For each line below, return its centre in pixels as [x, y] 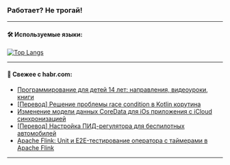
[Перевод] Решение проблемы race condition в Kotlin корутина [109, 104]
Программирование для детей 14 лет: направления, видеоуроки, [113, 89]
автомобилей [37, 133]
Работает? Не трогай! [45, 10]
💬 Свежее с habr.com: [40, 75]
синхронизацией [41, 118]
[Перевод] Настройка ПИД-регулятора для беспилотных [101, 126]
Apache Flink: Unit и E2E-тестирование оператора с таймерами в [112, 140]
